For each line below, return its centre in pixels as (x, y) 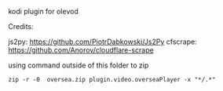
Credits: (21, 26)
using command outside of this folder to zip (79, 65)
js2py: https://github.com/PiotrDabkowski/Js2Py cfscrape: (103, 42)
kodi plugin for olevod (43, 11)
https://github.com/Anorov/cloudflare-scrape (81, 50)
